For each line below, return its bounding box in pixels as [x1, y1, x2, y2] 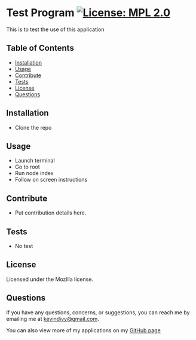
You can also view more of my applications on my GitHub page [6, 326, 161, 334]
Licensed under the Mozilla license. [6, 275, 94, 283]
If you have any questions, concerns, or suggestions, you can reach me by [6, 308, 190, 316]
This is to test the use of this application [6, 26, 105, 33]
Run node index [14, 170, 54, 177]
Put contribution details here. [14, 209, 87, 216]
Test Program [6, 6, 75, 20]
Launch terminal [14, 157, 55, 164]
